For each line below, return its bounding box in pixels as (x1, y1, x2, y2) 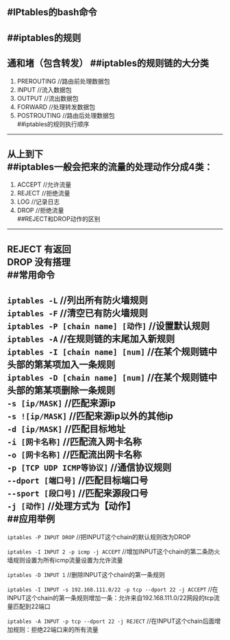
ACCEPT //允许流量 (16, 180, 72, 189)
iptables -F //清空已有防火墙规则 (7, 307, 149, 319)
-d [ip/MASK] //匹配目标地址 (7, 423, 126, 435)
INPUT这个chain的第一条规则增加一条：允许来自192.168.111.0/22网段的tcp (7, 593, 214, 602)
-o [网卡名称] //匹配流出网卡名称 (7, 449, 142, 461)
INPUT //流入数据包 (16, 85, 72, 94)
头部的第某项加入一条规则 (7, 359, 115, 370)
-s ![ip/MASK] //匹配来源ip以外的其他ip (7, 410, 173, 422)
